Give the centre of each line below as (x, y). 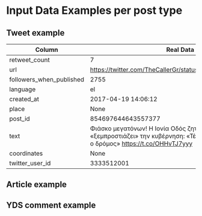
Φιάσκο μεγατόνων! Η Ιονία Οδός (138, 129)
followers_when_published (47, 79)
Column (47, 50)
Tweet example (35, 33)
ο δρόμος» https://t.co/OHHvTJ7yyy (141, 144)
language (23, 89)
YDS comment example (51, 205)
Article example (37, 185)
